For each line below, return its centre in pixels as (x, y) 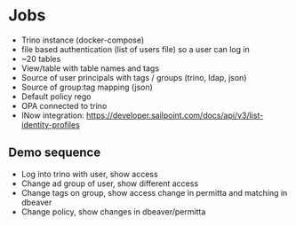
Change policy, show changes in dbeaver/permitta (113, 211)
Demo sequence (55, 153)
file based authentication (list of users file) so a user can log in (135, 49)
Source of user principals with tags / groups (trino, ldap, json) (134, 77)
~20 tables (41, 58)
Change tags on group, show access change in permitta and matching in (154, 192)
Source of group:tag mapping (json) (87, 87)
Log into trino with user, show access (89, 174)
